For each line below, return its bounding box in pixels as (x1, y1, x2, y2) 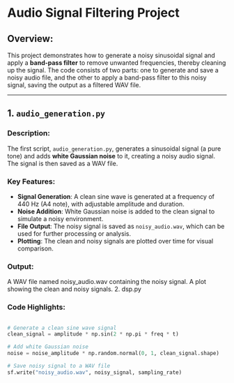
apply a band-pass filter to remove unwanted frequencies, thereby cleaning (7, 59, 226, 67)
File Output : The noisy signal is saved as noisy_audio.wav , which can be (17, 222, 225, 230)
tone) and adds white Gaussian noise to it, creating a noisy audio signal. (7, 151, 216, 160)
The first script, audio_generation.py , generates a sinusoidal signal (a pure (7, 144, 221, 153)
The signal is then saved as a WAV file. (7, 159, 118, 167)
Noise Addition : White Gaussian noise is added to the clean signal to (17, 207, 215, 216)
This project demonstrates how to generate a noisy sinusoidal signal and (7, 51, 216, 59)
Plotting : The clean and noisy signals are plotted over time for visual (17, 236, 214, 245)
